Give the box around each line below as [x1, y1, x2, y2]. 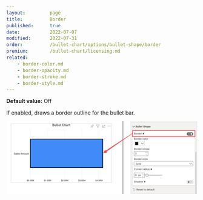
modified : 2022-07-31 [6, 35, 78, 42]
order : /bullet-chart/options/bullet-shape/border [6, 42, 162, 48]
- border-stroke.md [17, 73, 67, 80]
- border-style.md [17, 80, 64, 86]
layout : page [6, 10, 61, 16]
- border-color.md [17, 61, 64, 67]
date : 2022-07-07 [6, 29, 78, 35]
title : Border [6, 16, 67, 22]
